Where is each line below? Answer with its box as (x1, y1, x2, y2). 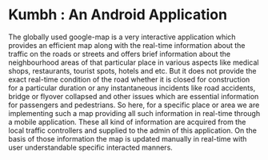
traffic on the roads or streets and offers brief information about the (8, 49, 230, 58)
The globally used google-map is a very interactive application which (8, 32, 236, 42)
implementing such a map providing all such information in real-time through (8, 108, 261, 118)
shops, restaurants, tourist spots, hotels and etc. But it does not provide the (8, 66, 257, 75)
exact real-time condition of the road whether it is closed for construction (8, 74, 250, 84)
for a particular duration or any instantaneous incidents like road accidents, (8, 82, 256, 93)
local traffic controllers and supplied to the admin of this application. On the (8, 126, 258, 135)
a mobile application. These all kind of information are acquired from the (8, 117, 246, 126)
